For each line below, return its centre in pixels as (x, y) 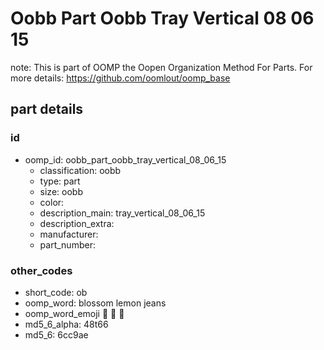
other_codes (41, 270)
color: (52, 202)
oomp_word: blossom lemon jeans (95, 303)
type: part (60, 181)
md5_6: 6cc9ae (56, 334)
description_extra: (77, 223)
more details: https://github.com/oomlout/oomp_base (120, 78)
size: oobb (61, 191)
